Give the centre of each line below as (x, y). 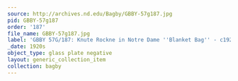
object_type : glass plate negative (60, 54)
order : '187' (27, 27)
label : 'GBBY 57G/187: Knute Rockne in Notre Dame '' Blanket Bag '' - (112, 40)
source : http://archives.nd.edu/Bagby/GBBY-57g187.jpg (90, 14)
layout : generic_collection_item (57, 60)
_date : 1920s (27, 46)
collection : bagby (34, 66)
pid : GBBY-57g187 (33, 20)
